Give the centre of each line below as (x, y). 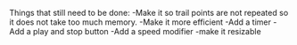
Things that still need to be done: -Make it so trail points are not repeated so (149, 13)
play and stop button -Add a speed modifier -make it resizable (147, 31)
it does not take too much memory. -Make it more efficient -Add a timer (140, 22)
